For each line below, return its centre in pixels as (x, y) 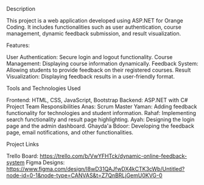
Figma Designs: (45, 162)
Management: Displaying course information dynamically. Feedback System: (102, 64)
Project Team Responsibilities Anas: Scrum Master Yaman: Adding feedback (102, 106)
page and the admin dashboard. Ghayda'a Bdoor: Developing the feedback (100, 126)
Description (21, 9)
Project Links (23, 144)
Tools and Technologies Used (44, 88)
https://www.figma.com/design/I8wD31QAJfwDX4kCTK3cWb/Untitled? (96, 169)
